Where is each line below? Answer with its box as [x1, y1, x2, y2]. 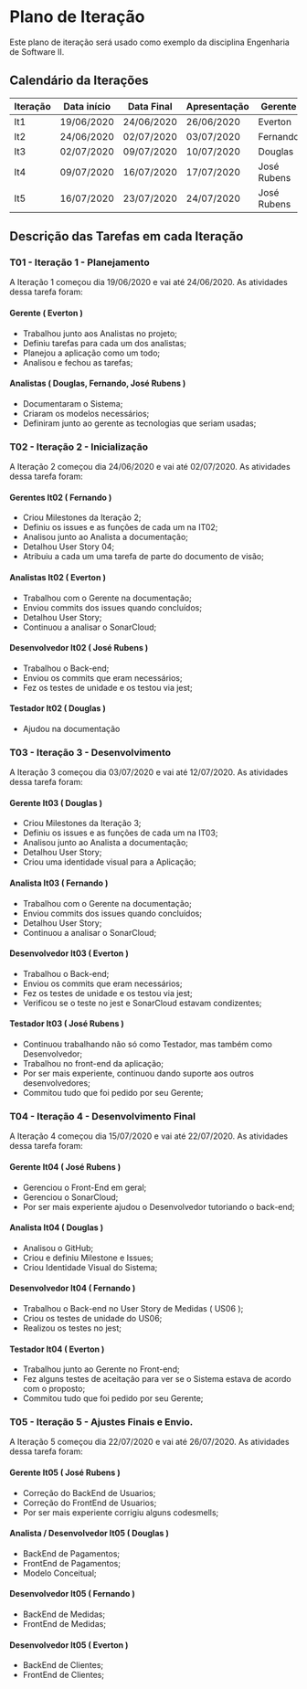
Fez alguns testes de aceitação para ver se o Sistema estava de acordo [22, 1374, 291, 1385]
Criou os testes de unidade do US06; [22, 1312, 163, 1323]
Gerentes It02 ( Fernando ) [9, 492, 112, 503]
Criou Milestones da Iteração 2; [22, 512, 142, 523]
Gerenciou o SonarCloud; [22, 1191, 119, 1203]
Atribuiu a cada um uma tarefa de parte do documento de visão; [22, 551, 265, 562]
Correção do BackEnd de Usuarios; [22, 1487, 156, 1498]
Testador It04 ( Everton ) [9, 1344, 105, 1354]
